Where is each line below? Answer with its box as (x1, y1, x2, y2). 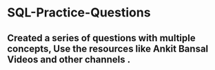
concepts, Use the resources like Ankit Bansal (7, 43, 209, 54)
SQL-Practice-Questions (7, 5, 151, 21)
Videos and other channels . (7, 54, 131, 65)
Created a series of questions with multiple (7, 32, 196, 44)
